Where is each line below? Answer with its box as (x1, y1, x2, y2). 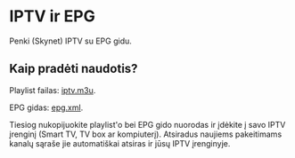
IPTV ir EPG (9, 6, 96, 27)
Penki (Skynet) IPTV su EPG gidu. (9, 36, 132, 46)
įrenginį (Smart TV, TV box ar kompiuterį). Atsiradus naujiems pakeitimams (9, 129, 283, 139)
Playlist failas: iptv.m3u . (9, 84, 96, 95)
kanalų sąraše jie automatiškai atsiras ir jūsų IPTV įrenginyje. (9, 138, 231, 148)
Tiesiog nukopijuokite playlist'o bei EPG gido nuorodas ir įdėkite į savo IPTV (9, 119, 286, 130)
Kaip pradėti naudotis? (9, 61, 138, 76)
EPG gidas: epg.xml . (9, 102, 84, 113)
